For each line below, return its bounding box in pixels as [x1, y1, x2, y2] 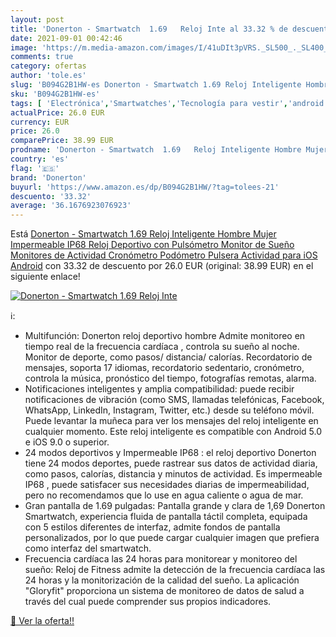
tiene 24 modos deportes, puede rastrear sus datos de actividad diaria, [24, 457, 318, 470]
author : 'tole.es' [10, 71, 87, 81]
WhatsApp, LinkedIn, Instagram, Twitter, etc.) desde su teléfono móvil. [24, 404, 315, 416]
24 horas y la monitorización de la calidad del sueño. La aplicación [24, 574, 300, 586]
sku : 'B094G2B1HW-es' [10, 89, 101, 99]
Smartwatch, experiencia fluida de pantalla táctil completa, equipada [24, 511, 308, 523]
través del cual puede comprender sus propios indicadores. [24, 596, 272, 608]
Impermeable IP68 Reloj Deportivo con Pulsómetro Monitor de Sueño [10, 239, 295, 251]
